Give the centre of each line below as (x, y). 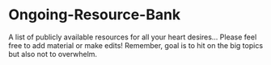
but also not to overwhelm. (53, 54)
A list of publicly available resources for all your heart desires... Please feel (133, 37)
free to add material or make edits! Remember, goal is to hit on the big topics (136, 45)
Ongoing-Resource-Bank (95, 15)
